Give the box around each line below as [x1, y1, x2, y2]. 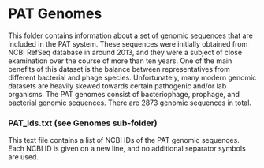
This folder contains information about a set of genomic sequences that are [8, 31, 254, 40]
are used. [8, 152, 39, 162]
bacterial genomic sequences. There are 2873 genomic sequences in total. [8, 98, 252, 107]
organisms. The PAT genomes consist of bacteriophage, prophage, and [8, 89, 240, 99]
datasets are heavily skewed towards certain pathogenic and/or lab [8, 80, 227, 91]
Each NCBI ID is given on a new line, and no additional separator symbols [8, 144, 246, 154]
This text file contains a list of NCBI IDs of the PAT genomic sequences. [8, 136, 240, 145]
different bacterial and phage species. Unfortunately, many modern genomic [8, 73, 257, 82]
